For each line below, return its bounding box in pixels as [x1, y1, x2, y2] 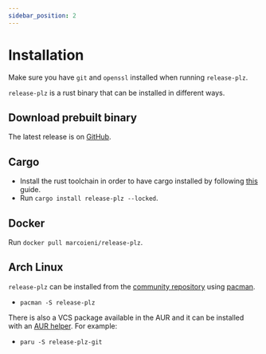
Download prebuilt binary [8, 111, 138, 124]
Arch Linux [8, 261, 64, 274]
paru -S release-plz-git [19, 338, 103, 346]
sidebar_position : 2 [8, 11, 77, 20]
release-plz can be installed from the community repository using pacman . [8, 281, 256, 291]
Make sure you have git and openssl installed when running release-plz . [8, 73, 248, 82]
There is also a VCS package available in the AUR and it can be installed [8, 313, 244, 322]
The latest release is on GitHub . [8, 132, 111, 142]
